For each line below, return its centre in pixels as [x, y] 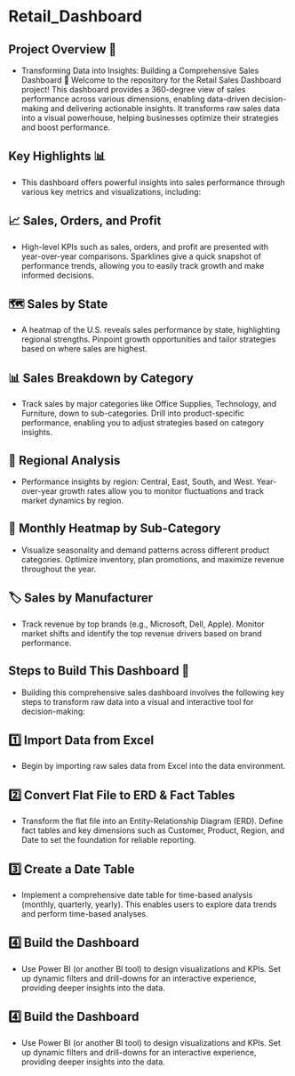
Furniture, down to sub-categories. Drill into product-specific [133, 413]
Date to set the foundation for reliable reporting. [108, 840]
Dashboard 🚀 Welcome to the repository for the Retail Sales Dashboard [151, 80]
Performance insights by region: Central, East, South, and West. [138, 481]
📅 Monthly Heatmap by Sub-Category [115, 528]
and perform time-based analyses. [84, 913]
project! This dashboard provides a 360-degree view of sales [133, 89]
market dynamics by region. [72, 501]
